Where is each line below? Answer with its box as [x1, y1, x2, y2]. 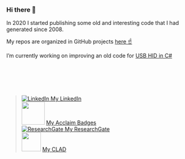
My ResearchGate [64, 125, 110, 133]
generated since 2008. [6, 26, 64, 33]
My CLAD [42, 146, 67, 153]
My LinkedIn [50, 95, 81, 102]
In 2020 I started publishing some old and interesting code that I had [6, 19, 179, 27]
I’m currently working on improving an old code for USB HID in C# [6, 52, 173, 60]
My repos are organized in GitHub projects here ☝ [6, 38, 133, 45]
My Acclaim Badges [45, 119, 97, 127]
